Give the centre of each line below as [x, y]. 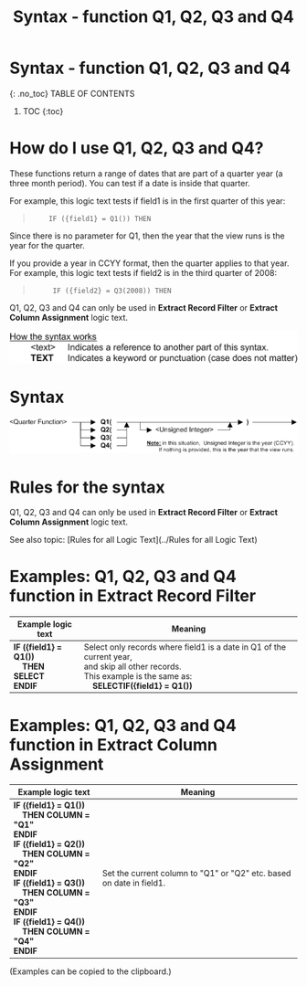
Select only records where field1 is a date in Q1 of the [185, 647]
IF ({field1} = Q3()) [49, 883]
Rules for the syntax [88, 487]
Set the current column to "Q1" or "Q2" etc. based [196, 874]
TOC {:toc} [43, 111]
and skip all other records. [132, 666]
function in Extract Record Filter [133, 596]
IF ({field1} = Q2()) [49, 844]
